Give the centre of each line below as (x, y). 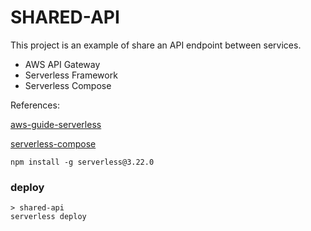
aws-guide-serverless (56, 124)
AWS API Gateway (62, 64)
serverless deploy (48, 217)
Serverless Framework (71, 75)
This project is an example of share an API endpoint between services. (156, 45)
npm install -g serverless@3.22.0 (82, 162)
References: (35, 105)
